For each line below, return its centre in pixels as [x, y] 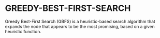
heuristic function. [23, 31]
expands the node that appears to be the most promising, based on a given [80, 26]
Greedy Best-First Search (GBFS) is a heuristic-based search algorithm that [80, 21]
